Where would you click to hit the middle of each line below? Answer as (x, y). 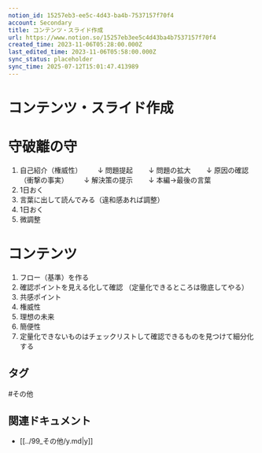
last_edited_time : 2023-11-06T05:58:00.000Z (82, 52)
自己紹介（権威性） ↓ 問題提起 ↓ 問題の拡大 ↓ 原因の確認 (134, 170)
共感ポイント (40, 296)
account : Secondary (40, 23)
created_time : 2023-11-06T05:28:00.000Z (76, 45)
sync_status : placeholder (50, 60)
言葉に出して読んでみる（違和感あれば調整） (92, 199)
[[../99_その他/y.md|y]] (56, 441)
